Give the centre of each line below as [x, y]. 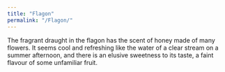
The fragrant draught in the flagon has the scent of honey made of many [111, 40]
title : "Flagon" [31, 14]
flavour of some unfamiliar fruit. [52, 62]
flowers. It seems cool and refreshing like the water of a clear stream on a [113, 48]
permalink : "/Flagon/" [40, 20]
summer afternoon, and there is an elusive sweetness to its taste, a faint [110, 55]
